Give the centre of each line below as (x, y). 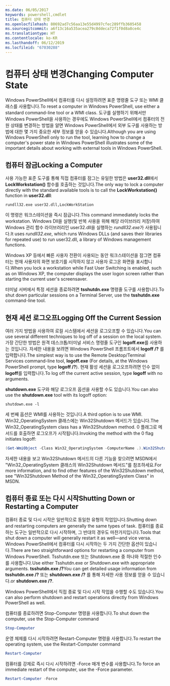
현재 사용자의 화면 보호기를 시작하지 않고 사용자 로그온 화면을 (75, 262)
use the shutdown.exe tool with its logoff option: (56, 395)
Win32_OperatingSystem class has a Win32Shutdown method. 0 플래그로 (81, 427)
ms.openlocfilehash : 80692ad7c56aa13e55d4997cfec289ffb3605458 (73, 24)
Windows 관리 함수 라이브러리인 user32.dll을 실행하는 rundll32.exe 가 (75, 228)
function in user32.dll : (29, 196)
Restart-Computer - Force (31, 678)
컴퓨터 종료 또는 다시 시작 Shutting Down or (70, 499)
